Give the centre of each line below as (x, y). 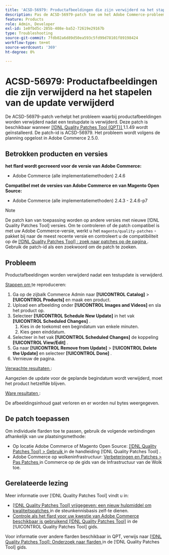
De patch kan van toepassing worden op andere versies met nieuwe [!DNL (82, 220)
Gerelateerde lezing (37, 483)
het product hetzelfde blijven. (36, 384)
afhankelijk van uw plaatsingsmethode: (46, 436)
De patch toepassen (37, 419)
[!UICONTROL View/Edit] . (40, 342)
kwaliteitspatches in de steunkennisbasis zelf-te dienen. (71, 510)
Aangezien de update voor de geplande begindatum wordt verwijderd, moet (84, 378)
